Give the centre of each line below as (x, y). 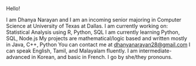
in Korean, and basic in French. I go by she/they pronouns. (102, 57)
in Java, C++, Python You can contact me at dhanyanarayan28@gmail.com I (98, 44)
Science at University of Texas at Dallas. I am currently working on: (87, 26)
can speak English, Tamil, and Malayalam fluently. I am (72, 51)
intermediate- (155, 51)
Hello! (13, 8)
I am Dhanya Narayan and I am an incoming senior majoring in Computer (94, 20)
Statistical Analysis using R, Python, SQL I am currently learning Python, (93, 32)
